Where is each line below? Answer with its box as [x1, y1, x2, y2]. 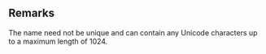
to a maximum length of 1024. [8, 36, 108, 46]
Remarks [8, 6, 55, 20]
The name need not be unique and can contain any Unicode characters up [8, 27, 258, 37]
